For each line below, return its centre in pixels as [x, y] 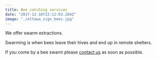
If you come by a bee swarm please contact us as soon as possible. [74, 52]
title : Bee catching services [36, 10]
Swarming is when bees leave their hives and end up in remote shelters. [78, 43]
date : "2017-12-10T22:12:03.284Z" [41, 14]
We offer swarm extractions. [34, 33]
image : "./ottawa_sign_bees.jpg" [40, 19]
